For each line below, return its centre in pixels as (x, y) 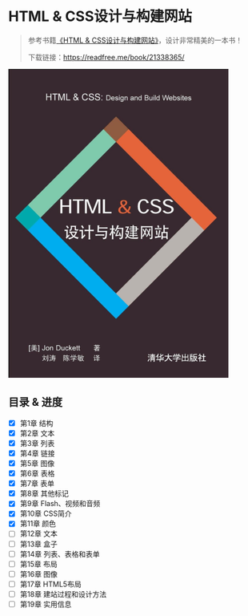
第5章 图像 (37, 463)
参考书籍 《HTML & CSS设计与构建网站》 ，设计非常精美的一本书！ (135, 40)
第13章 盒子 (39, 544)
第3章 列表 (37, 443)
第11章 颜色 (38, 524)
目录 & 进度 (36, 402)
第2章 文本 (37, 433)
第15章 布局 (38, 564)
